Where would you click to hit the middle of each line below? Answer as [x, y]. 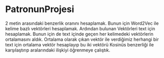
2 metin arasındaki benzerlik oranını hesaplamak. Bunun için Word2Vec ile [82, 23]
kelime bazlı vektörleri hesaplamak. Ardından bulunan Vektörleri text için [80, 28]
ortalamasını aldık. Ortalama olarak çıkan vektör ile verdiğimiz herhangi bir [82, 39]
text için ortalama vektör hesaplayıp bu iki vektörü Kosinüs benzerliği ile [79, 44]
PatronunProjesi [40, 9]
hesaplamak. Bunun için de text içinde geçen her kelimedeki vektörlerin [79, 34]
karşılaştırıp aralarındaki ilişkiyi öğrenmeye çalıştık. [58, 50]
